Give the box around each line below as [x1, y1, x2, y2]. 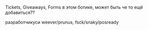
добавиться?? [5, 9, 35, 15]
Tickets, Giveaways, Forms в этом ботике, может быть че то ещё [5, 4, 143, 10]
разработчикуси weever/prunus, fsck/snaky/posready [5, 19, 119, 25]
